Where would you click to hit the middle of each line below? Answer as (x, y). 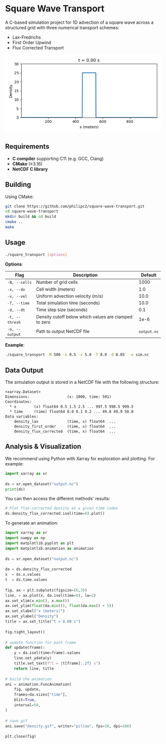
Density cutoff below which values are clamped (84, 317)
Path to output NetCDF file (63, 331)
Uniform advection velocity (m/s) (70, 296)
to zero (43, 322)
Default (148, 275)
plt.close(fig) (21, 737)
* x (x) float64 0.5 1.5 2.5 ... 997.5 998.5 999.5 (72, 407)
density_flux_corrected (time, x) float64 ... (65, 431)
